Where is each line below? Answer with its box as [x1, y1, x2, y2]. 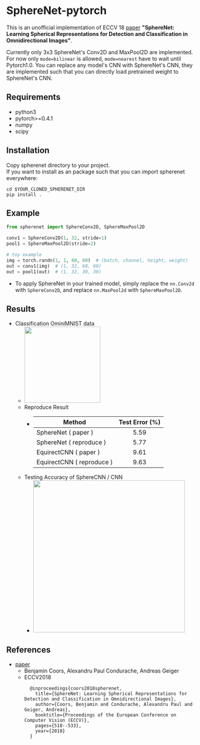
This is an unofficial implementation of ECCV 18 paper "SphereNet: [6, 24, 175, 31]
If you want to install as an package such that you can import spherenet [6, 168, 185, 175]
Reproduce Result [24, 404, 69, 411]
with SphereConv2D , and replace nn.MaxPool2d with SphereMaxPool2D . [15, 286, 183, 293]
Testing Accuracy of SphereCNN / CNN [24, 474, 123, 481]
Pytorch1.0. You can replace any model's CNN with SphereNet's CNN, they [6, 61, 193, 69]
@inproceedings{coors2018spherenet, [29, 685, 122, 691]
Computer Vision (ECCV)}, [24, 718, 90, 724]
